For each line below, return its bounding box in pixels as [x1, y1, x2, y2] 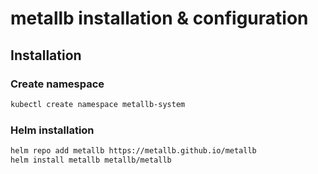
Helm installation [10, 123, 95, 137]
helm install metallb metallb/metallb [10, 155, 172, 165]
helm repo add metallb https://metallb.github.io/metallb [10, 146, 257, 156]
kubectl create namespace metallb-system [10, 99, 186, 109]
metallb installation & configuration [10, 7, 309, 30]
